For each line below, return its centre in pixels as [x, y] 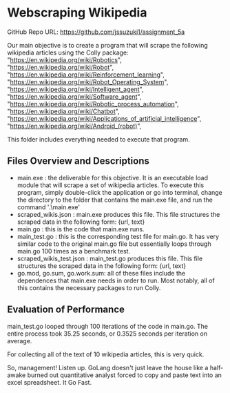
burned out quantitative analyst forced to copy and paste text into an [125, 375]
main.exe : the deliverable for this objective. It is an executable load [113, 178]
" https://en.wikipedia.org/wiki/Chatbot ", [63, 111]
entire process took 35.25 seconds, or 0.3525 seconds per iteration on [107, 334]
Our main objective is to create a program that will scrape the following [107, 45]
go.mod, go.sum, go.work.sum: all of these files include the [101, 273]
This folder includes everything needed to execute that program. [99, 139]
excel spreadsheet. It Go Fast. [49, 382]
